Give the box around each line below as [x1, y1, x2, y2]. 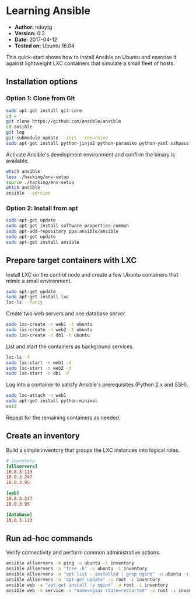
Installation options [6, 77, 78, 87]
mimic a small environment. [6, 277, 72, 284]
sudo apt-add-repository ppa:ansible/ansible [6, 229, 118, 234]
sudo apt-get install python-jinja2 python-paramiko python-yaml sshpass [6, 140, 190, 146]
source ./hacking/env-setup [6, 179, 75, 185]
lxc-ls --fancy [6, 299, 43, 305]
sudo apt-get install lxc [6, 294, 69, 300]
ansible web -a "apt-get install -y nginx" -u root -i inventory [6, 582, 168, 588]
